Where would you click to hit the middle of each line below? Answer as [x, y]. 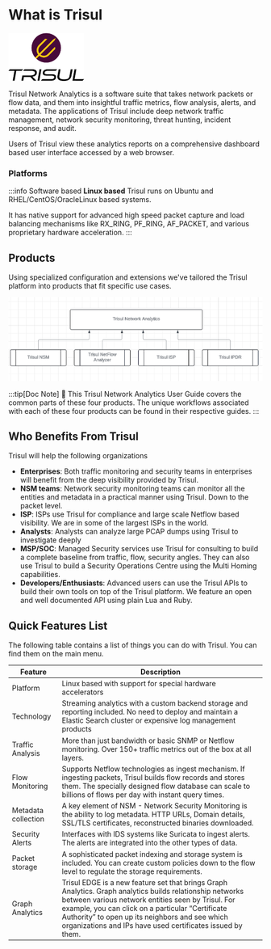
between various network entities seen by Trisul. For [148, 900]
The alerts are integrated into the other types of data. [150, 843]
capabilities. [40, 575]
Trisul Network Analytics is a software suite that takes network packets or [131, 94]
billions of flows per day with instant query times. [143, 795]
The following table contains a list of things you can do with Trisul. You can [133, 645]
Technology [31, 716]
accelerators [83, 692]
